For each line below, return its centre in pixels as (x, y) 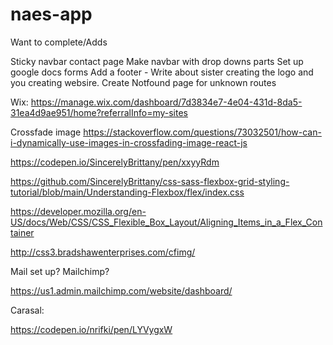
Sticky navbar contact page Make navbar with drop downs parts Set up (157, 61)
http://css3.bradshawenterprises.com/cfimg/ (103, 252)
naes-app (51, 14)
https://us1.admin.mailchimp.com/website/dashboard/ (121, 290)
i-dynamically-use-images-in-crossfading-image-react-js (129, 142)
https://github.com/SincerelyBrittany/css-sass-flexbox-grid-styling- (150, 181)
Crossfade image (46, 132)
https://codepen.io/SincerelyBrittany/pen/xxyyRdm (115, 162)
